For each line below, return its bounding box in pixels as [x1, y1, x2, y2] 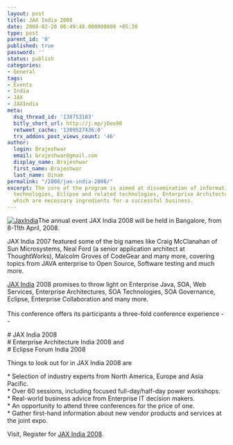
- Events [7, 81, 33, 88]
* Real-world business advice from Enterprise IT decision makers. [7, 394, 196, 403]
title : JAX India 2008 [7, 17, 73, 24]
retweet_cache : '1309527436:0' [13, 126, 104, 133]
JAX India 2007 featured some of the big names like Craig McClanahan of [7, 237, 218, 245]
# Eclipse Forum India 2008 [7, 345, 86, 353]
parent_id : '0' [7, 36, 51, 43]
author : [7, 140, 30, 146]
